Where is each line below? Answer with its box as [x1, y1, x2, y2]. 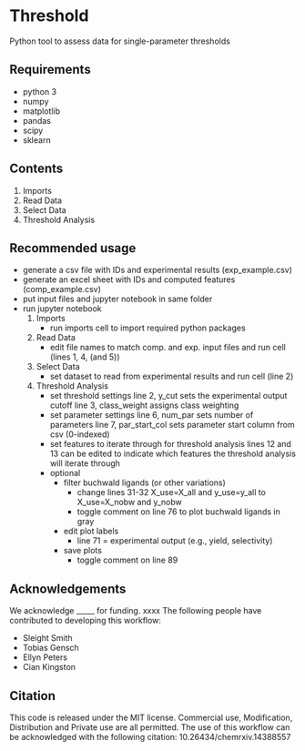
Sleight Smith [22, 633, 73, 644]
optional [49, 468, 81, 479]
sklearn [22, 134, 52, 146]
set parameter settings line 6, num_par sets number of [49, 410, 254, 421]
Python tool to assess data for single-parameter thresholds [9, 36, 230, 46]
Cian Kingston [22, 662, 76, 673]
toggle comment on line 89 [76, 554, 178, 565]
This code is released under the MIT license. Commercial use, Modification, [9, 712, 293, 723]
